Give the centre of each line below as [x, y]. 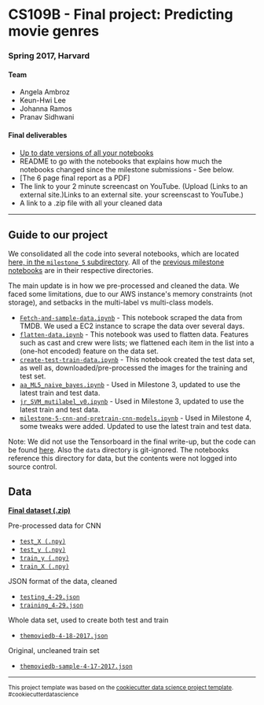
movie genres [54, 31]
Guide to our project [58, 235]
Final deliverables [38, 135]
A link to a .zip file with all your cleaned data [91, 203]
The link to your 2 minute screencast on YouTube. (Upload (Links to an [134, 186]
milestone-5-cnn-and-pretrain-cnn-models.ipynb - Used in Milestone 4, [136, 418]
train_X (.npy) [44, 567]
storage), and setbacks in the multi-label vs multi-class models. [111, 303]
